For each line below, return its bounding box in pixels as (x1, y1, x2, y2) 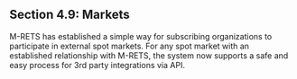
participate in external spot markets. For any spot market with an (9, 40, 250, 51)
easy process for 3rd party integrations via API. (9, 59, 185, 70)
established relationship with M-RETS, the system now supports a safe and (9, 49, 289, 61)
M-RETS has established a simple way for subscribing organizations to (9, 31, 273, 41)
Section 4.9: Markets (9, 7, 130, 22)
